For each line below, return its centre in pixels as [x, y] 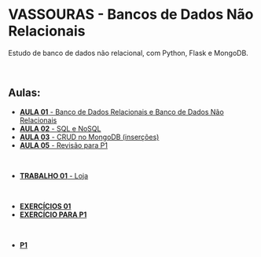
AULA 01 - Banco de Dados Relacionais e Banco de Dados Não [121, 112]
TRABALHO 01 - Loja [54, 175]
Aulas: [24, 93]
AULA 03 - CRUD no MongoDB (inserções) [89, 137]
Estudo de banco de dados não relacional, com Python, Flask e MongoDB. [129, 53]
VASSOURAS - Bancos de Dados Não [131, 15]
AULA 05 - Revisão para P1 [64, 145]
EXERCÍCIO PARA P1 [53, 215]
